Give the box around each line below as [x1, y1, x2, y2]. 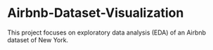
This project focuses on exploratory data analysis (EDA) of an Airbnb [7, 28, 206, 37]
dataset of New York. [7, 35, 69, 44]
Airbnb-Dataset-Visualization [7, 5, 184, 21]
